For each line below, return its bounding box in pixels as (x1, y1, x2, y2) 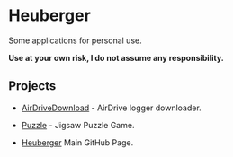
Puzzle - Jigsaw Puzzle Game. (21, 119, 135, 130)
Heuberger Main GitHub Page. (21, 136, 134, 148)
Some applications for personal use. (8, 35, 142, 46)
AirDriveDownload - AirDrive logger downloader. (21, 102, 202, 113)
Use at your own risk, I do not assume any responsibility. (8, 52, 224, 63)
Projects (8, 78, 57, 94)
